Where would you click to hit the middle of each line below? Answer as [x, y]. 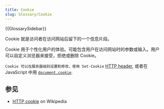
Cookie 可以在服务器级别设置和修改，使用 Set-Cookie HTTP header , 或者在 [76, 66]
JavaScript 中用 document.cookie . [39, 72]
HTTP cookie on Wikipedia [39, 102]
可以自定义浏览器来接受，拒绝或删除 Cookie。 [52, 55]
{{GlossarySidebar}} [26, 28]
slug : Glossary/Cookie [28, 14]
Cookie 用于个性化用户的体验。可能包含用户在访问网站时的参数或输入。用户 [82, 49]
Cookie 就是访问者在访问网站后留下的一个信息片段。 [59, 39]
